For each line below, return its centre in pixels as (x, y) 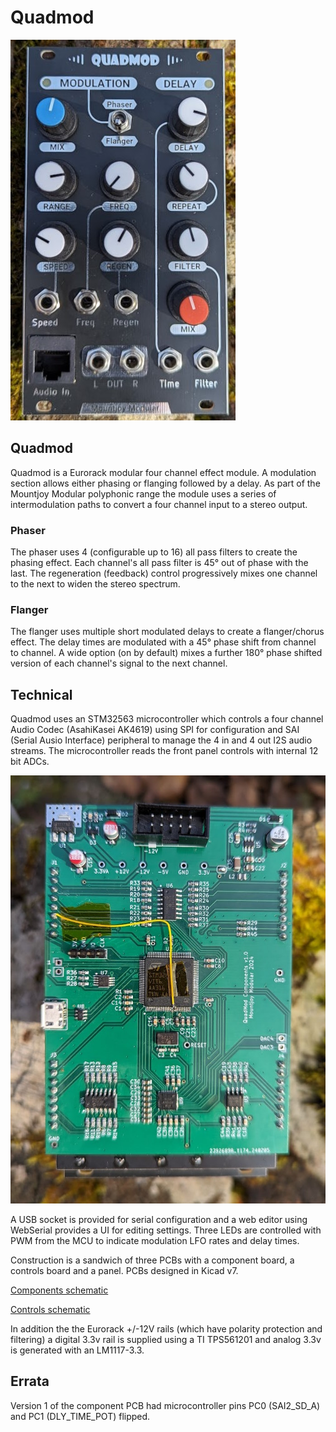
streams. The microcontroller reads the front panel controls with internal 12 (164, 751)
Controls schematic (50, 1309)
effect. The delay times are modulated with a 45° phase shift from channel (163, 642)
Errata (30, 1381)
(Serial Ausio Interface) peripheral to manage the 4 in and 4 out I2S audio (161, 740)
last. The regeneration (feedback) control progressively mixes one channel (164, 573)
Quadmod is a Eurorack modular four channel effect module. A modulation (163, 472)
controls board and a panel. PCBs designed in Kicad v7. (124, 1270)
